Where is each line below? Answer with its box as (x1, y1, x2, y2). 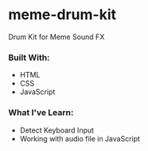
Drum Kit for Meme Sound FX (8, 32, 105, 42)
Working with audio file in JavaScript (19, 133, 141, 143)
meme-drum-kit (8, 6, 117, 24)
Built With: (8, 52, 50, 63)
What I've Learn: (8, 107, 74, 118)
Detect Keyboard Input (19, 125, 94, 135)
